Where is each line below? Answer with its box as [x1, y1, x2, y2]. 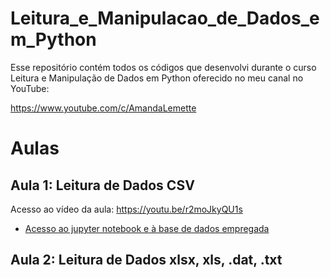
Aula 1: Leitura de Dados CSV [10, 177, 195, 194]
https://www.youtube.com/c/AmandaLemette [10, 102, 197, 114]
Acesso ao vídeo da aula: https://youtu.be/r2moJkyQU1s [10, 203, 243, 215]
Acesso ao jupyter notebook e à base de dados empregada [24, 222, 270, 234]
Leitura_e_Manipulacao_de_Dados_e [10, 7, 320, 30]
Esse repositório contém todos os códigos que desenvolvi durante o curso [10, 61, 317, 73]
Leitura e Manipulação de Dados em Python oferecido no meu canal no [10, 72, 304, 84]
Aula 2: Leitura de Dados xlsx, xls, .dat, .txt [10, 252, 283, 269]
